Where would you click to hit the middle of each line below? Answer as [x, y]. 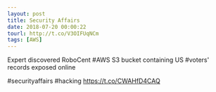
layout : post [26, 14]
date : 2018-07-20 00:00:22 [47, 27]
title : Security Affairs [44, 20]
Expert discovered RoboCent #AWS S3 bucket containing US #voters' [108, 60]
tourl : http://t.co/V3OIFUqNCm [53, 33]
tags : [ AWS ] [25, 40]
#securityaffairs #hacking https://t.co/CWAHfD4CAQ [84, 81]
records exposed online [42, 67]
